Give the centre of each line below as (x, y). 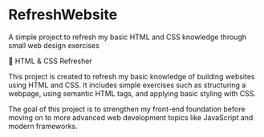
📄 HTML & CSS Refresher (50, 61)
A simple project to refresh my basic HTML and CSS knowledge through (128, 37)
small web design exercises (54, 45)
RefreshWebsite (63, 15)
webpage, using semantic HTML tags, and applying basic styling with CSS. (132, 93)
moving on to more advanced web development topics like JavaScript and (131, 117)
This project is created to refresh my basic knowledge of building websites (132, 76)
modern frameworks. (43, 126)
